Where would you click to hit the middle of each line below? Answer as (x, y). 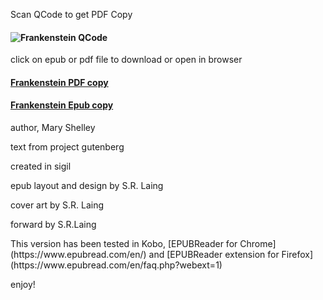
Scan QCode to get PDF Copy (71, 14)
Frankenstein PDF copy (59, 82)
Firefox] (297, 254)
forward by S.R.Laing (53, 224)
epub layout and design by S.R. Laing (87, 185)
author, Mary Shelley (53, 127)
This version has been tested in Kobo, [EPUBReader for (124, 243)
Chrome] (258, 243)
